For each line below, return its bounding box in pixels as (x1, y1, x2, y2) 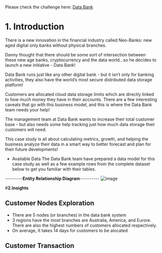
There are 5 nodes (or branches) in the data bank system (12, 212, 127, 218)
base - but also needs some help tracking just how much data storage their (5, 121, 155, 127)
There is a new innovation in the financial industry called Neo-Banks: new (5, 37, 152, 43)
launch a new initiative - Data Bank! (5, 62, 76, 68)
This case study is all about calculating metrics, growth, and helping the (5, 136, 149, 142)
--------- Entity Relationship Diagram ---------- (5, 175, 99, 181)
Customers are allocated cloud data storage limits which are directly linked (5, 91, 154, 97)
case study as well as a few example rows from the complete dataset (12, 161, 150, 167)
